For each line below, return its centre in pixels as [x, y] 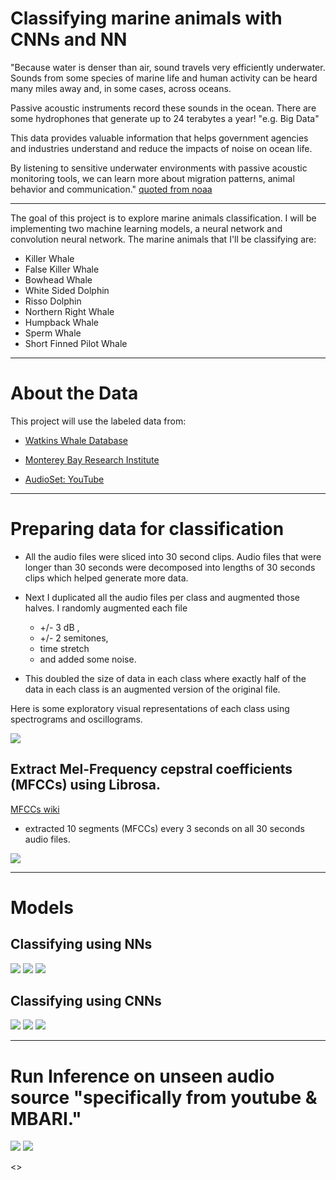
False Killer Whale [62, 269]
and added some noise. [88, 659]
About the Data [74, 393]
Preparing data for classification [147, 529]
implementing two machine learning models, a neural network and [146, 228]
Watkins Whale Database [76, 440]
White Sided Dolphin [67, 290]
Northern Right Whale [69, 311]
